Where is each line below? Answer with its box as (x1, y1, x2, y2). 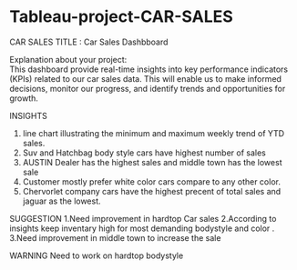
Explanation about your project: (9, 54, 128, 65)
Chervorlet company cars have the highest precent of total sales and (22, 185, 282, 196)
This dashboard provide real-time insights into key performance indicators (9, 64, 289, 75)
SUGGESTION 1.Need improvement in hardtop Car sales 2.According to (9, 213, 277, 224)
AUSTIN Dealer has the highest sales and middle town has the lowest (22, 156, 282, 167)
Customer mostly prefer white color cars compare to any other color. (22, 175, 281, 187)
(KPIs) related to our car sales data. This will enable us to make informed (9, 73, 282, 84)
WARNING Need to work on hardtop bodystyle (9, 250, 184, 261)
